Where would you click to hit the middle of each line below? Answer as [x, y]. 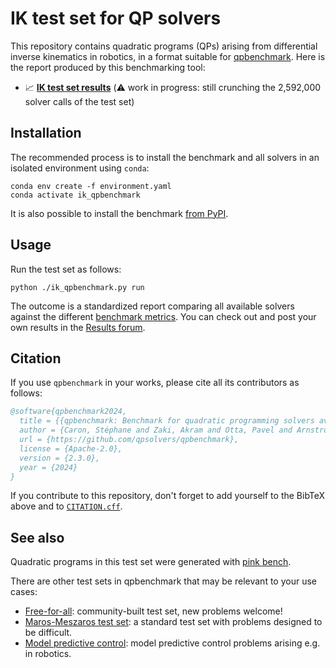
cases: [24, 592]
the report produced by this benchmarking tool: [108, 67]
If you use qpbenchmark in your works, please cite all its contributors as [155, 383]
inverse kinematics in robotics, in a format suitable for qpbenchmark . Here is [168, 56]
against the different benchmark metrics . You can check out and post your [163, 316]
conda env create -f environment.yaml [91, 186]
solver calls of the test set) [79, 101]
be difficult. [48, 633]
